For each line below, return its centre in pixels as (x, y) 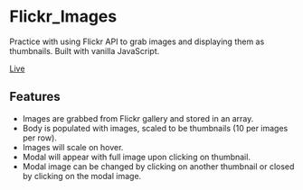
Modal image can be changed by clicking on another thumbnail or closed (158, 166)
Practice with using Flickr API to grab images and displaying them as (137, 41)
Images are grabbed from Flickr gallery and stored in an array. (138, 118)
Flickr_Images (63, 17)
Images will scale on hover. (73, 147)
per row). (39, 138)
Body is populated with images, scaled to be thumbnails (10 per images (155, 128)
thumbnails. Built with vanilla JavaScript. (85, 50)
